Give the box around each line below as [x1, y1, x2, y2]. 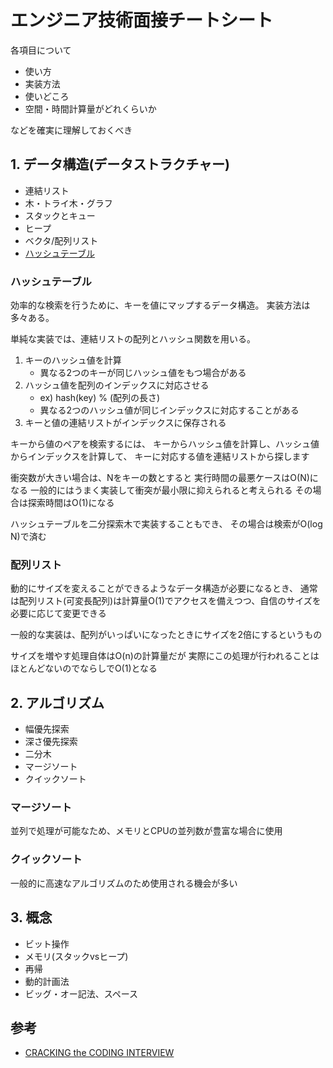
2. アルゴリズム [10, 694, 105, 711]
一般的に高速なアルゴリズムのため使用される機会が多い [10, 877, 238, 889]
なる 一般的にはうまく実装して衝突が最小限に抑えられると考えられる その [10, 484, 313, 496]
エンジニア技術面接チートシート [10, 9, 274, 32]
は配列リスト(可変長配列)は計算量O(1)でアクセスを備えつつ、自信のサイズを [10, 595, 322, 607]
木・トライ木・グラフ [24, 197, 113, 209]
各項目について [10, 44, 72, 56]
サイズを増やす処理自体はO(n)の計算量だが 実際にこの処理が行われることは [10, 650, 320, 662]
